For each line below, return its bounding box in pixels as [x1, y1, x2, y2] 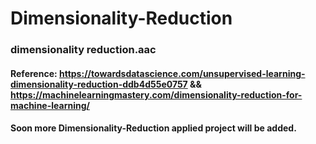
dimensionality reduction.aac [10, 43, 157, 57]
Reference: [10, 67, 58, 79]
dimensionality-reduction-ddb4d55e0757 [10, 78, 188, 90]
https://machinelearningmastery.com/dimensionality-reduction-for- [10, 88, 303, 101]
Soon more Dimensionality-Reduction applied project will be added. [10, 122, 297, 134]
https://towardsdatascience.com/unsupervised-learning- [58, 67, 306, 79]
